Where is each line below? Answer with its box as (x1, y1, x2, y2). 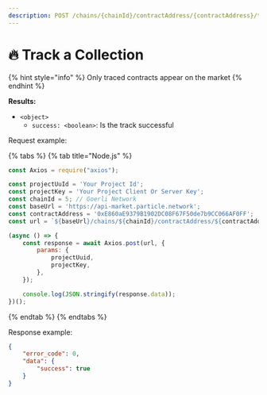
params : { (37, 247, 69, 255)
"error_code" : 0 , (22, 350, 80, 358)
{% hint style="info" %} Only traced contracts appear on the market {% (8, 72, 242, 82)
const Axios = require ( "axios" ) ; (8, 166, 119, 174)
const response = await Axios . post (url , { (22, 239, 165, 247)
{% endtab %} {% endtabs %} (8, 312, 107, 321)
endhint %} (8, 81, 45, 90)
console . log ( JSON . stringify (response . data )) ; (22, 290, 176, 298)
